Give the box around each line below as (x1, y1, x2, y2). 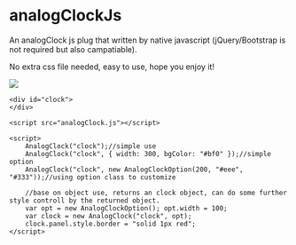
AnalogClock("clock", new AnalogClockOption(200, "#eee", (25, 165, 244, 174)
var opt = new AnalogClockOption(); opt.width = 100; (25, 203, 228, 213)
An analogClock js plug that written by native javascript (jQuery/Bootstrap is (9, 35, 286, 45)
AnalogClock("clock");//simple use (25, 141, 157, 151)
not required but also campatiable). (9, 43, 137, 54)
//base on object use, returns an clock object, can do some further (25, 188, 288, 197)
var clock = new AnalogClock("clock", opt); (25, 211, 192, 220)
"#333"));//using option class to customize (9, 172, 176, 182)
